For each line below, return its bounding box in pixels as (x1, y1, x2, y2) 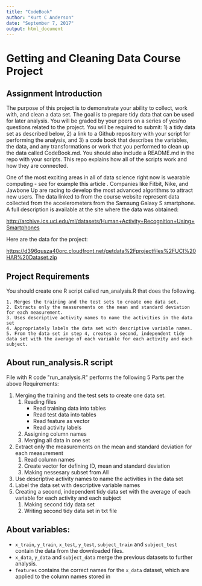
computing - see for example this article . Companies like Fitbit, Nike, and (6, 180, 189, 188)
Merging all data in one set (24, 436, 90, 444)
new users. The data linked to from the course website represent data (6, 193, 180, 200)
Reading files (24, 398, 57, 405)
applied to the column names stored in (14, 573, 111, 580)
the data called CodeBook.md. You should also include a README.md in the (6, 149, 195, 157)
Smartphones (6, 224, 40, 231)
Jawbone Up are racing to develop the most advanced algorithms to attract (6, 186, 193, 194)
